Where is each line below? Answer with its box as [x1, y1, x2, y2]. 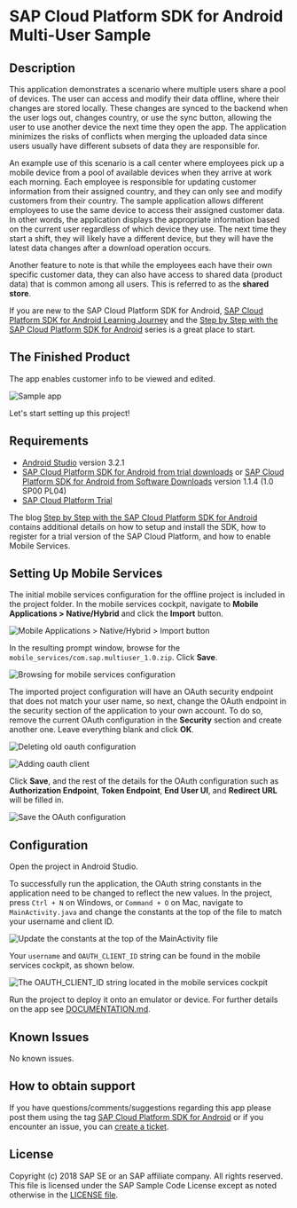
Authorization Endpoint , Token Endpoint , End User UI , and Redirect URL [9, 786, 277, 796]
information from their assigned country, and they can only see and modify [9, 186, 283, 196]
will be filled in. [9, 794, 64, 805]
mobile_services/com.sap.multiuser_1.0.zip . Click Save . [9, 652, 218, 663]
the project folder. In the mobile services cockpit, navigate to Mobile [9, 599, 259, 610]
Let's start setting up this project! [9, 407, 130, 418]
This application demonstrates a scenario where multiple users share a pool [9, 84, 286, 94]
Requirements [9, 433, 89, 449]
